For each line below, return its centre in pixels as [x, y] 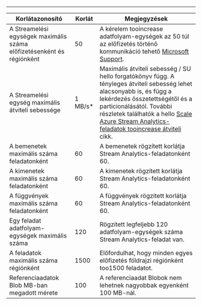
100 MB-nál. [118, 293]
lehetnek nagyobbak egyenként [144, 285]
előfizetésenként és [37, 51]
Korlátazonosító [39, 19]
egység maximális [35, 103]
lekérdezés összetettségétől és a [146, 99]
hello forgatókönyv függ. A [137, 76]
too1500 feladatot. [126, 268]
